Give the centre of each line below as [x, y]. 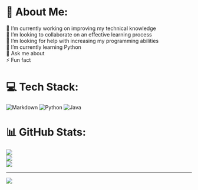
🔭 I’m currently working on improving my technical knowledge [81, 28]
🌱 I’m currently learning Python [44, 47]
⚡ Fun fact [19, 60]
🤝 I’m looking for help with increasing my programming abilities [82, 41]
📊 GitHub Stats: [46, 132]
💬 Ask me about [25, 53]
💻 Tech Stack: [42, 87]
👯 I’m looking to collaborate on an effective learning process [79, 34]
